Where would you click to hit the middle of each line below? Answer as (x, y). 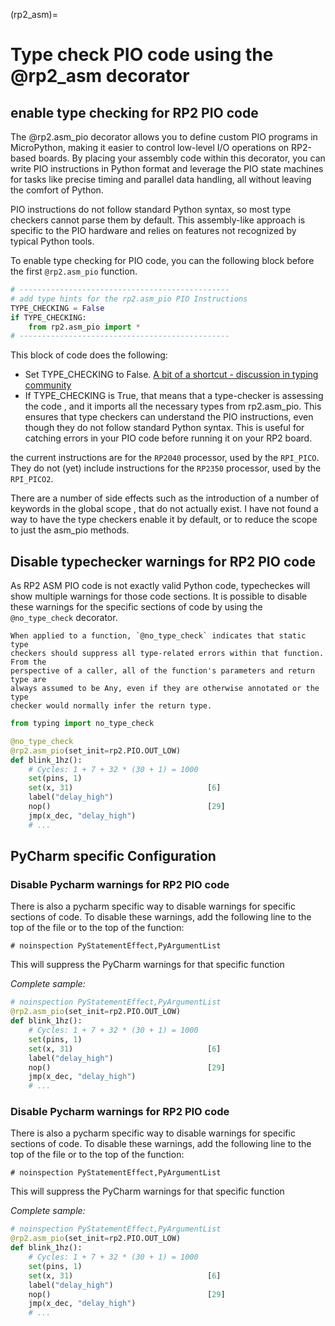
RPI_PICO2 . (32, 479)
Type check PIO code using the (142, 55)
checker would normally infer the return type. (111, 706)
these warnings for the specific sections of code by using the (136, 607)
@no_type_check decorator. (64, 618)
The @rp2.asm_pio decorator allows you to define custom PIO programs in (164, 137)
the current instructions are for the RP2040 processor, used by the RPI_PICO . (165, 458)
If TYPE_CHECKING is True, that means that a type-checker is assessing (174, 396)
